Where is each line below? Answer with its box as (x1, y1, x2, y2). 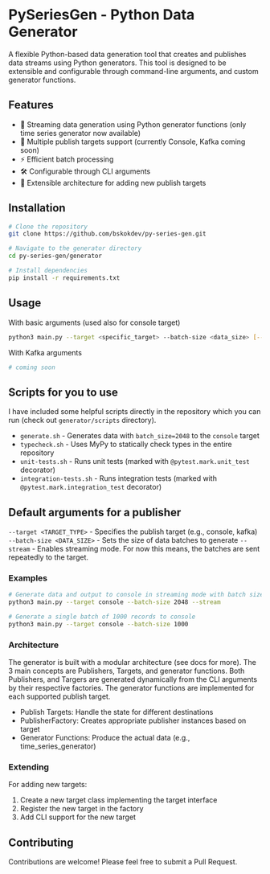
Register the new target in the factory (19, 804, 144, 814)
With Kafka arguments (8, 347, 83, 357)
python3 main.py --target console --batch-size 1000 (8, 620, 189, 628)
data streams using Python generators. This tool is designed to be (8, 58, 227, 68)
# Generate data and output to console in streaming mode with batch (8, 591, 247, 599)
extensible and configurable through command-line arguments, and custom (8, 66, 259, 76)
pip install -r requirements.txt (8, 273, 121, 282)
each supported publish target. (8, 691, 111, 701)
